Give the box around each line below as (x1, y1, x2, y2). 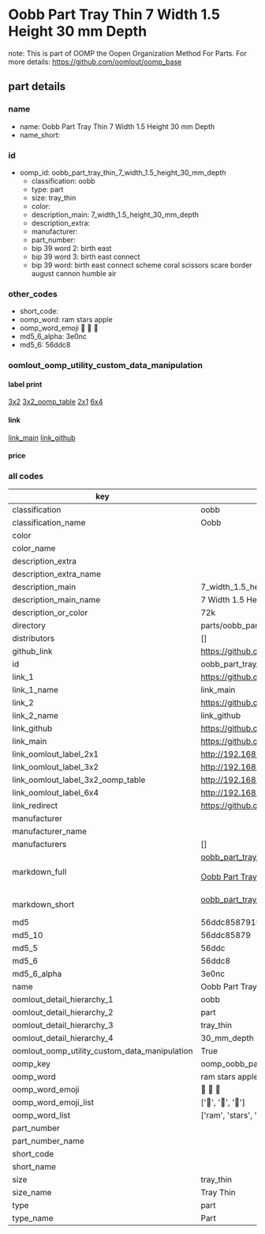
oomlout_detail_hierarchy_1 (12, 994, 114, 1005)
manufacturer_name (12, 826, 88, 837)
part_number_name (12, 1136, 84, 1147)
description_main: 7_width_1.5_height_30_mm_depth (31, 210, 200, 219)
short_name (12, 1161, 57, 1172)
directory (12, 620, 46, 631)
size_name (12, 1187, 52, 1198)
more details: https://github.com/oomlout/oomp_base (8, 57, 182, 66)
